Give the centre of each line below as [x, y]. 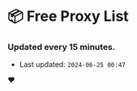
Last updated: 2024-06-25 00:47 [73, 64]
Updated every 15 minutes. [62, 48]
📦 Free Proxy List [68, 17]
